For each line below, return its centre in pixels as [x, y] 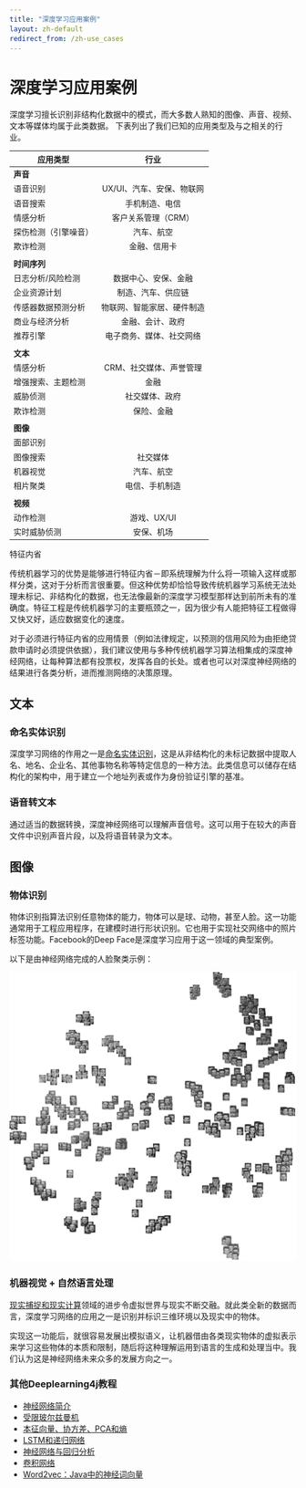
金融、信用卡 [153, 246]
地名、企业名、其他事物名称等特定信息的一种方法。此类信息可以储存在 [157, 765]
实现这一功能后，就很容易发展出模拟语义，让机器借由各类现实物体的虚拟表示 [153, 1336]
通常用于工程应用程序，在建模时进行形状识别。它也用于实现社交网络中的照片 [153, 928]
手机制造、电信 [153, 203]
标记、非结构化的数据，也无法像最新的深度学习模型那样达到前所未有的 [157, 596]
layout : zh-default [46, 29]
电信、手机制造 [153, 486]
